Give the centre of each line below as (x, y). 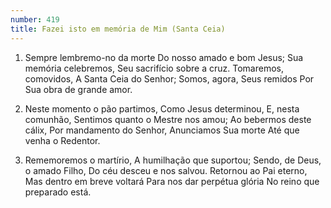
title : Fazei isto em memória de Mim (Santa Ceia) (118, 29)
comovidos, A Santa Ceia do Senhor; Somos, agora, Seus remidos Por (169, 78)
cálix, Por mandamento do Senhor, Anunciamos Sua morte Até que (162, 130)
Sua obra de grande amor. (78, 89)
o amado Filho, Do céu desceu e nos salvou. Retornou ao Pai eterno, (166, 170)
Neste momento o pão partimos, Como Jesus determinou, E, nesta (162, 108)
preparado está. (58, 192)
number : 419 (35, 19)
